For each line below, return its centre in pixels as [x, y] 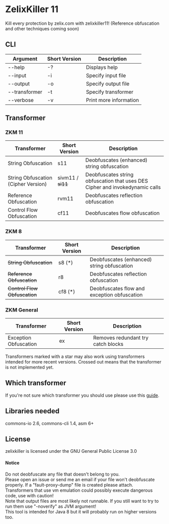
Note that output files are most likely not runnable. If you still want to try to [82, 501]
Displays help [102, 67]
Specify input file [106, 75]
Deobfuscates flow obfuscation [122, 213]
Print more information [112, 100]
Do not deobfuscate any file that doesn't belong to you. [62, 474]
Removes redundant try [121, 338]
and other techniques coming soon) [42, 28]
